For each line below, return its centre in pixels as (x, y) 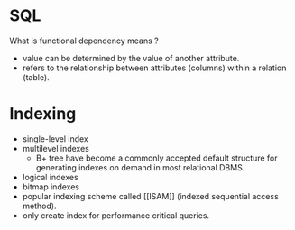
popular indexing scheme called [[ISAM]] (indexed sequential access (151, 196)
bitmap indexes (51, 187)
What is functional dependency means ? (84, 41)
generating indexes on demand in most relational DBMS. (140, 167)
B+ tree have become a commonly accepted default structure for (157, 158)
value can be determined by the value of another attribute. (131, 58)
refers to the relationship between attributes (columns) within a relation (154, 68)
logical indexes (50, 177)
